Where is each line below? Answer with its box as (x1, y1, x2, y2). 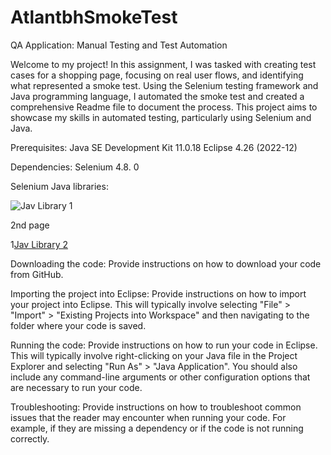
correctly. (10, 432, 50, 445)
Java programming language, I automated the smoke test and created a (10, 90, 305, 102)
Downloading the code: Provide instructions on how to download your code (10, 257, 322, 270)
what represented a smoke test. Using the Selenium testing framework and (10, 79, 319, 91)
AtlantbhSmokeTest (10, 6, 178, 29)
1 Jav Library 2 (10, 238, 68, 250)
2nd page (10, 219, 50, 231)
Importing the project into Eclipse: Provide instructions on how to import (10, 287, 307, 300)
